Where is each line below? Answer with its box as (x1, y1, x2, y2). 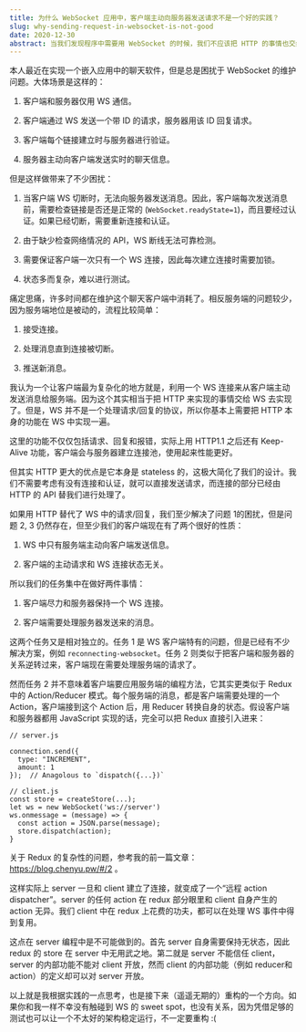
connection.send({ (9, 747, 79, 756)
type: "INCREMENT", (17, 755, 92, 765)
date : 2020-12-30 (9, 30, 76, 39)
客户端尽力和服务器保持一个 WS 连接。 (22, 598, 168, 609)
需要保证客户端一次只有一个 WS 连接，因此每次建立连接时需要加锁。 (22, 255, 280, 266)
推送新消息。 (22, 362, 71, 374)
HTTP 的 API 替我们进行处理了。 (9, 489, 130, 500)
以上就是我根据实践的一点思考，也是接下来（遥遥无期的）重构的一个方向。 (9, 990, 289, 1001)
